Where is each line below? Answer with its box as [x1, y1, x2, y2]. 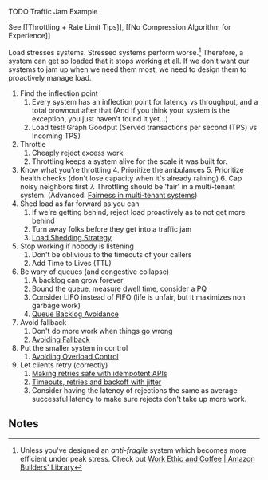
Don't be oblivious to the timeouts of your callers [31, 249, 192, 259]
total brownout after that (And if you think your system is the [31, 105, 230, 115]
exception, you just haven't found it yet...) [31, 113, 169, 123]
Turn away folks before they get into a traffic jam [31, 224, 192, 234]
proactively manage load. [8, 73, 92, 82]
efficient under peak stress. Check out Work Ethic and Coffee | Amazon [19, 454, 255, 464]
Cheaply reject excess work [31, 148, 124, 157]
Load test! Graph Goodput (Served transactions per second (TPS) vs [31, 122, 258, 132]
